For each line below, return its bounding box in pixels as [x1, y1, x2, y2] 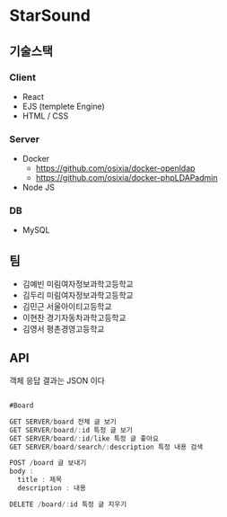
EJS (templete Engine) [22, 101, 105, 111]
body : [9, 467, 34, 477]
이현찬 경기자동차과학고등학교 [22, 312, 127, 324]
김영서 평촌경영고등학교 [22, 324, 105, 334]
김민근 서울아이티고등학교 [22, 301, 112, 312]
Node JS [22, 182, 56, 193]
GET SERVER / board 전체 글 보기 [9, 417, 117, 426]
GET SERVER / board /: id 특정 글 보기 [9, 425, 133, 434]
